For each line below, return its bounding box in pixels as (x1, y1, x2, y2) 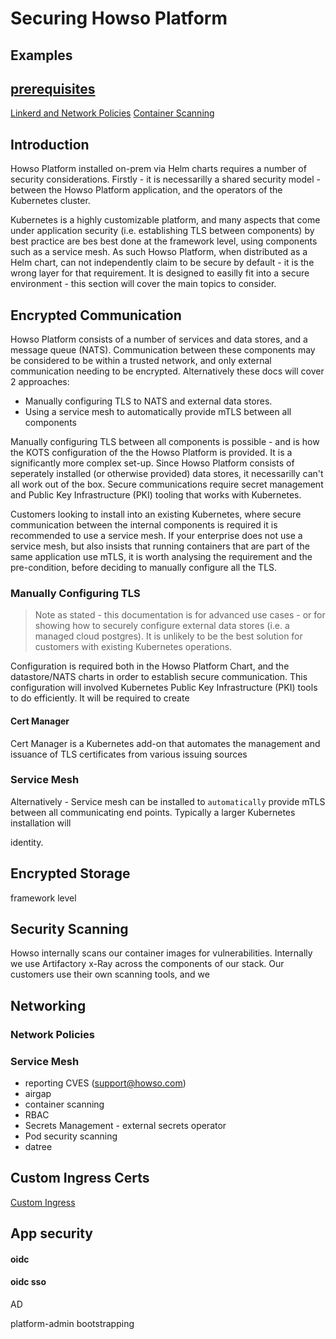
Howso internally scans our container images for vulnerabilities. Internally (10, 947, 313, 959)
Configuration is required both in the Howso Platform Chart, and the (10, 660, 290, 672)
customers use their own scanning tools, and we (10, 968, 210, 981)
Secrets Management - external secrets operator (24, 1120, 227, 1132)
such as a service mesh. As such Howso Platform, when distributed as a (10, 246, 308, 258)
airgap (24, 1088, 52, 1100)
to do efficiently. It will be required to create (10, 692, 190, 704)
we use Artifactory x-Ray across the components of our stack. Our (10, 958, 285, 970)
